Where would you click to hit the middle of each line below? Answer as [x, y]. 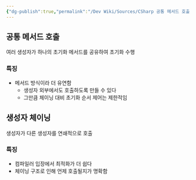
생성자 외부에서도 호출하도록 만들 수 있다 [70, 90]
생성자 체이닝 [29, 118]
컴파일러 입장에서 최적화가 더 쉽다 [53, 164]
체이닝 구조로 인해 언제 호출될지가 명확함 [61, 171]
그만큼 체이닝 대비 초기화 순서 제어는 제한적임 [75, 97]
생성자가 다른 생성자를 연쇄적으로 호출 [49, 133]
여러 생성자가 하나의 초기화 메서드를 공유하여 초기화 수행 [71, 52]
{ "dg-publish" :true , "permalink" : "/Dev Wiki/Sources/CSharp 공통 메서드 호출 [98, 11]
